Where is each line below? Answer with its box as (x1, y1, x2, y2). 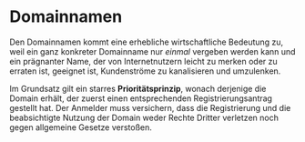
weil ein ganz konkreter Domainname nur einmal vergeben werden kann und (9, 46, 296, 56)
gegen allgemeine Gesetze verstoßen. (9, 121, 152, 133)
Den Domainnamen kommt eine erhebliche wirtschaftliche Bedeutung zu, (9, 36, 284, 47)
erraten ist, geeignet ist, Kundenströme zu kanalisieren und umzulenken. (9, 66, 281, 76)
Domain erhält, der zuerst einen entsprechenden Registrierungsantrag (9, 93, 273, 104)
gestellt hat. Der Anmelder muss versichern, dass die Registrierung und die (9, 102, 291, 113)
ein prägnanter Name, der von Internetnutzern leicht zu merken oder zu (9, 56, 278, 66)
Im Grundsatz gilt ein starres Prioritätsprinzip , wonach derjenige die (9, 83, 267, 94)
